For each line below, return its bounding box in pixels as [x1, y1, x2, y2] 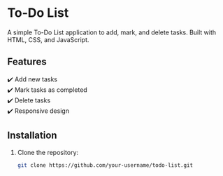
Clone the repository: [17, 148, 79, 156]
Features [7, 56, 47, 68]
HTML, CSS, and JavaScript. [7, 35, 89, 43]
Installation [7, 130, 57, 142]
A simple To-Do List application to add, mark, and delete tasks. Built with [7, 28, 217, 36]
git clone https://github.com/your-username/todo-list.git [17, 161, 194, 169]
